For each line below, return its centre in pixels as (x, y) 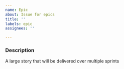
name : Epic (17, 10)
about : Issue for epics (30, 14)
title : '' (16, 19)
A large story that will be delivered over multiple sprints (62, 61)
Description (20, 50)
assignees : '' (20, 28)
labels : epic (19, 24)
